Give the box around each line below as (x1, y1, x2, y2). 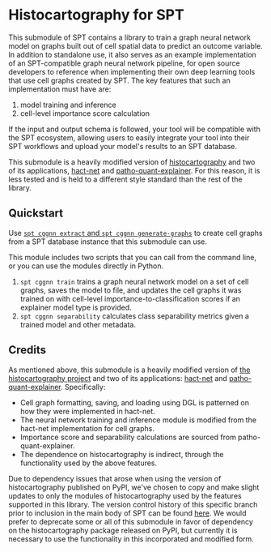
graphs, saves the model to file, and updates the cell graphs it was (19, 285, 242, 295)
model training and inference (19, 100, 116, 109)
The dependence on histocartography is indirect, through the (19, 449, 224, 459)
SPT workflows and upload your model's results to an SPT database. (8, 141, 237, 151)
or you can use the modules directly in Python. (8, 261, 164, 271)
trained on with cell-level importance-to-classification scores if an (19, 293, 241, 303)
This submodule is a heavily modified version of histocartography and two (8, 156, 256, 167)
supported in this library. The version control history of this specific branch (8, 499, 258, 509)
